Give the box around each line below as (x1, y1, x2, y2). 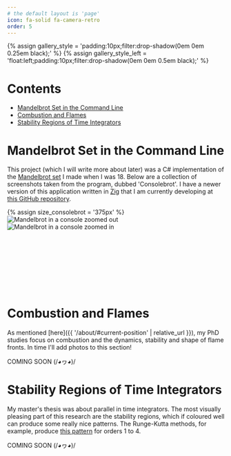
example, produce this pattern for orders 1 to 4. (7, 427, 141, 435)
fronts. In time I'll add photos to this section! (7, 343, 132, 352)
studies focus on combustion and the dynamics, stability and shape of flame (7, 336, 224, 344)
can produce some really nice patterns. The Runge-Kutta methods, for (7, 419, 207, 428)
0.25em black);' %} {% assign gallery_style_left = (7, 49, 147, 57)
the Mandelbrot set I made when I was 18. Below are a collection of (7, 173, 197, 181)
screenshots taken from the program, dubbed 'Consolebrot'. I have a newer (7, 180, 221, 189)
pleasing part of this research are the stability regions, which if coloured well (7, 412, 225, 421)
